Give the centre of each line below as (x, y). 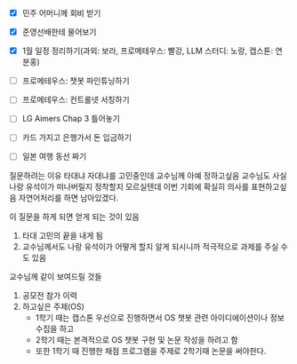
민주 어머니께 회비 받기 (61, 13)
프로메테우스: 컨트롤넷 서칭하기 (76, 99)
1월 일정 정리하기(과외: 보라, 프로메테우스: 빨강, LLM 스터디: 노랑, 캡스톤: (148, 51)
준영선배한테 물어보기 (59, 32)
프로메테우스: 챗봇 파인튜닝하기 (76, 81)
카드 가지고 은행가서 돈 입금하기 (76, 138)
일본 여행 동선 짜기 (54, 156)
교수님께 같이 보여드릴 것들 (56, 276)
